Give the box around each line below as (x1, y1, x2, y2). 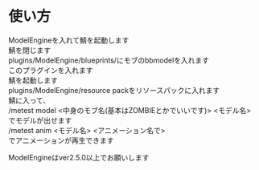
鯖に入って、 (8, 95, 51, 105)
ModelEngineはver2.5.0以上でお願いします (8, 152, 150, 162)
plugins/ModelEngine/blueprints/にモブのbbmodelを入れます (8, 55, 210, 65)
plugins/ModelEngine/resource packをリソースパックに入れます (8, 85, 220, 95)
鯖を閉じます (8, 45, 51, 55)
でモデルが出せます (8, 115, 72, 125)
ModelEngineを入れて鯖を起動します (8, 35, 129, 45)
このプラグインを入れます (8, 65, 93, 75)
